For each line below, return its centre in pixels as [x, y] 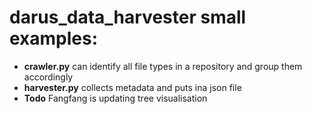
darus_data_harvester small [128, 17]
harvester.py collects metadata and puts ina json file [132, 87]
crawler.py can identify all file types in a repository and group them [163, 66]
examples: [54, 38]
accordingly [48, 77]
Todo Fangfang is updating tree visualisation [115, 98]
